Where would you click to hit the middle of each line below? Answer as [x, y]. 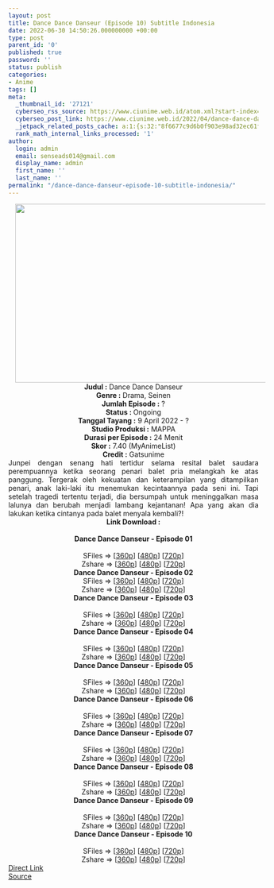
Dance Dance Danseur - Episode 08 [133, 766]
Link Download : [133, 522]
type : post [26, 38]
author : [21, 141]
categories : [28, 75]
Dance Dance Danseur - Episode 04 [133, 631]
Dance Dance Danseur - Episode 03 [133, 597]
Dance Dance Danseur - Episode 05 [133, 665]
